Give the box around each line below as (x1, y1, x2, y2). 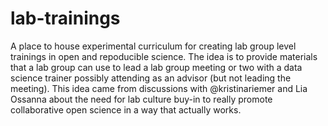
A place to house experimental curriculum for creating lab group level (10, 40, 297, 52)
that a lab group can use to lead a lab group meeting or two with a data (10, 61, 303, 73)
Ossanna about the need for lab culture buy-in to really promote (10, 93, 273, 105)
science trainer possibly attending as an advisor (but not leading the (10, 72, 292, 84)
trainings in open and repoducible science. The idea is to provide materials (10, 50, 318, 62)
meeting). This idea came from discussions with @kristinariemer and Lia (10, 82, 308, 94)
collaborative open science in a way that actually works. (10, 103, 242, 116)
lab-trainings (10, 7, 121, 30)
